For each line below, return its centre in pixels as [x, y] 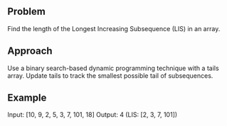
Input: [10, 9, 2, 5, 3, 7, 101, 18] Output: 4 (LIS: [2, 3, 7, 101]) [93, 115]
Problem [27, 12]
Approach [30, 51]
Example [27, 98]
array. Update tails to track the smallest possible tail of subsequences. [110, 75]
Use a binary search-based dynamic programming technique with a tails [113, 68]
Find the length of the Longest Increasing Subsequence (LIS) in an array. [114, 28]
